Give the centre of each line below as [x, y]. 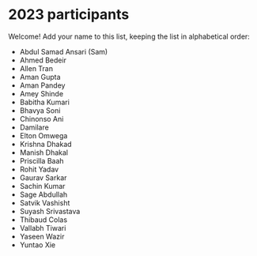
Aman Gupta [40, 77]
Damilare [34, 127]
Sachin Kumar [42, 186]
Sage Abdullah [43, 194]
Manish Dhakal [44, 152]
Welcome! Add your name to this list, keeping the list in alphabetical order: [129, 36]
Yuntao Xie [38, 245]
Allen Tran [36, 68]
